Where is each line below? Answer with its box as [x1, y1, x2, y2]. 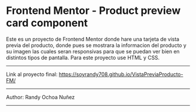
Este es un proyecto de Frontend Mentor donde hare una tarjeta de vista [6, 35, 180, 42]
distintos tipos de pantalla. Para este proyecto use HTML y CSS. [6, 54, 160, 61]
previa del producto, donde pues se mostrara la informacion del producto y [6, 42, 187, 49]
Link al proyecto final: [6, 71, 58, 78]
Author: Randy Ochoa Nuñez [6, 93, 75, 100]
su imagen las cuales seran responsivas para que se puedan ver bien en [6, 48, 180, 55]
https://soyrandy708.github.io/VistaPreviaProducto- [58, 71, 184, 78]
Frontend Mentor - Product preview [6, 4, 181, 17]
